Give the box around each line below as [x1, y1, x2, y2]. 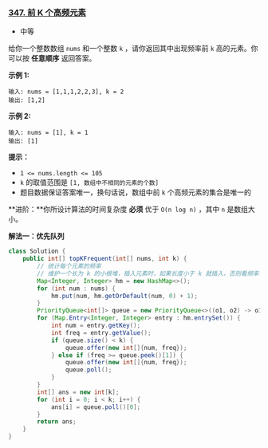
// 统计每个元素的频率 [37, 262, 101, 270]
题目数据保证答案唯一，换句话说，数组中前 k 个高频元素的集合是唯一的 [19, 187, 251, 197]
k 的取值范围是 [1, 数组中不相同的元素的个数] [19, 178, 160, 187]
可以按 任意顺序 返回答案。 [8, 53, 97, 63]
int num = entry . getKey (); [50, 321, 141, 330]
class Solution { [8, 247, 66, 256]
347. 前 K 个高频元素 [8, 6, 86, 18]
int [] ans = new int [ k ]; [37, 388, 120, 396]
